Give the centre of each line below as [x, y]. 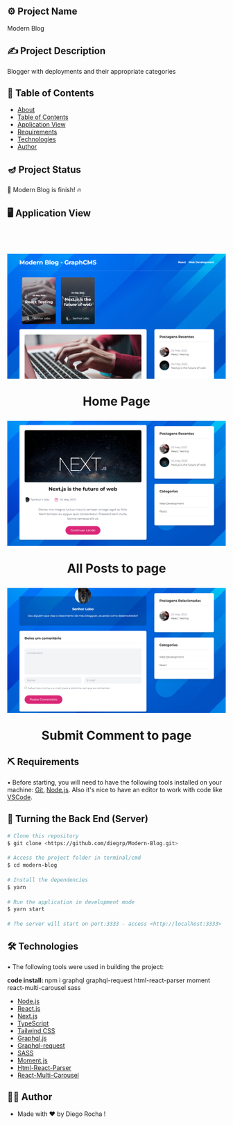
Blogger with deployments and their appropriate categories [92, 71]
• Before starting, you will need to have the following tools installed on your [114, 782]
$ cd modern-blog [32, 865]
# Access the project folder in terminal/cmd [74, 858]
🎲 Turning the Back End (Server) [78, 819]
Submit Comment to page [116, 735]
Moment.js [32, 1060]
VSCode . [20, 797]
